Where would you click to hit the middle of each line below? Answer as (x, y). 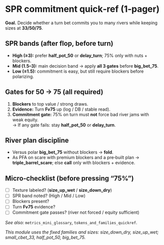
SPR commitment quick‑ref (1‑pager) (82, 9)
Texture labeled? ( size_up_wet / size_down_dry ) (62, 190)
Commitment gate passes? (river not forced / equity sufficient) (76, 212)
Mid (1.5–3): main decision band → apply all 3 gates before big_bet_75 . (85, 66)
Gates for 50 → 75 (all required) (54, 92)
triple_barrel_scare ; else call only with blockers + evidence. (74, 163)
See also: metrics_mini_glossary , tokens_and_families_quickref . (71, 222)
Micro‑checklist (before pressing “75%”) (70, 178)
